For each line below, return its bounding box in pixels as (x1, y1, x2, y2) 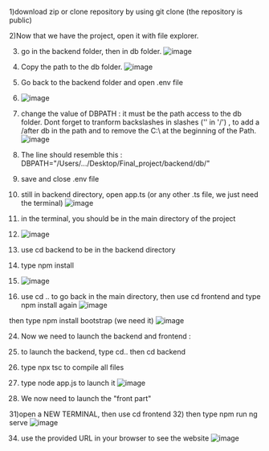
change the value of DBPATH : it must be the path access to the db (20, 109, 242, 118)
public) (9, 15, 33, 25)
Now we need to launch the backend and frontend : (20, 331, 191, 341)
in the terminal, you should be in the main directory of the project (20, 214, 236, 223)
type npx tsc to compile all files (20, 363, 124, 372)
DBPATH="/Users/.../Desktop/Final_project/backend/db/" (20, 158, 210, 168)
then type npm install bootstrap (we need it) (9, 316, 154, 325)
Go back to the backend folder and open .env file (20, 78, 184, 87)
